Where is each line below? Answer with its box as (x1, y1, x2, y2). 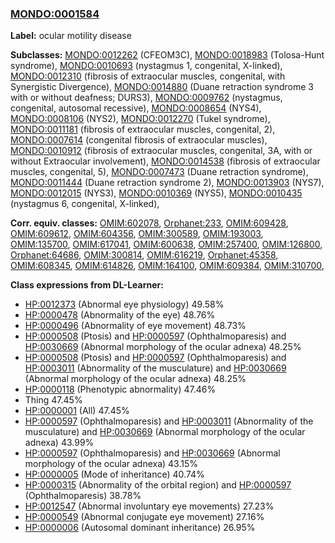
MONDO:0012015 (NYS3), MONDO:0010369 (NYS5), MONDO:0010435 (10, 187, 303, 199)
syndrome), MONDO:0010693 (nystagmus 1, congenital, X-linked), (10, 60, 283, 72)
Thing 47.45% (24, 394, 83, 406)
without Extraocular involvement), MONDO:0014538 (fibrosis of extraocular (10, 155, 321, 167)
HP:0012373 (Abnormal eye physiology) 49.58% (24, 298, 225, 311)
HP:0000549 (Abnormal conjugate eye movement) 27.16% (24, 511, 265, 523)
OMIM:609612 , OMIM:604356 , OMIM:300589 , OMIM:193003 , (10, 228, 264, 240)
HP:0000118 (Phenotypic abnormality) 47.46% (24, 383, 217, 396)
